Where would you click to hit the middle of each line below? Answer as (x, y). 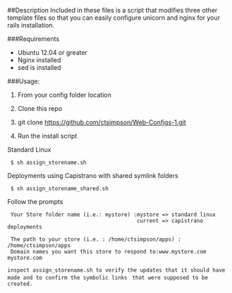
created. (20, 284)
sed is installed (39, 67)
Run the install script (47, 136)
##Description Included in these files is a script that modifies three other (112, 10)
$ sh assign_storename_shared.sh (60, 189)
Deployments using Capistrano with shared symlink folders (93, 175)
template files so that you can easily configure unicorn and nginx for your (114, 18)
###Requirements (33, 39)
